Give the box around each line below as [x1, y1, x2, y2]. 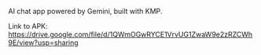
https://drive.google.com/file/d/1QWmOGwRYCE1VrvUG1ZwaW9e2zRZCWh [8, 30, 253, 39]
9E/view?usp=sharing [8, 38, 79, 47]
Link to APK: [8, 22, 49, 30]
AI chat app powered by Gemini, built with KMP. [8, 7, 163, 15]
